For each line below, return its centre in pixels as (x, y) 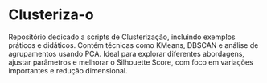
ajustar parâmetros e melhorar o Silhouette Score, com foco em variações (131, 62)
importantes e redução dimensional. (68, 70)
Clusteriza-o (51, 15)
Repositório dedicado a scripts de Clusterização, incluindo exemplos (122, 37)
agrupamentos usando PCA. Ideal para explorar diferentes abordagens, (127, 53)
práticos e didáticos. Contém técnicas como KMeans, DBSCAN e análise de (133, 45)
